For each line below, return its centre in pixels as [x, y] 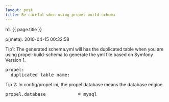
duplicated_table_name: [40, 75]
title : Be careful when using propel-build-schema [60, 15]
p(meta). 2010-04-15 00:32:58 [38, 39]
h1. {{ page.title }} [24, 29]
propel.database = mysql [51, 94]
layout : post [19, 10]
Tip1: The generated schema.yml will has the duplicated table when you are [84, 49]
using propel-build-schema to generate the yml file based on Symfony [79, 55]
